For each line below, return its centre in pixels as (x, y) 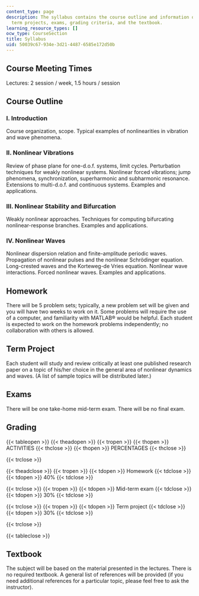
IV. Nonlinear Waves (36, 240)
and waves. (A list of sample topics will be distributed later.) (79, 376)
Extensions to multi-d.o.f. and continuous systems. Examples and (86, 185)
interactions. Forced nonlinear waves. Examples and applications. (86, 272)
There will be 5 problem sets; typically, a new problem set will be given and (98, 305)
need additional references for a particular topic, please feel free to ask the (98, 581)
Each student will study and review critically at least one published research (99, 363)
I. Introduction (27, 118)
